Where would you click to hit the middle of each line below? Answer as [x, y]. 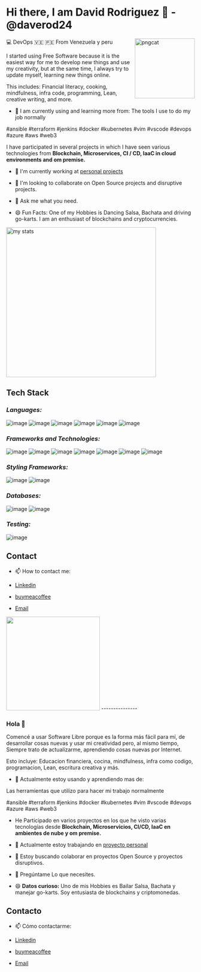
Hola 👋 [16, 724]
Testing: [19, 524]
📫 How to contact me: [42, 571]
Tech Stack [28, 393]
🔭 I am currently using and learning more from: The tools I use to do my [103, 111]
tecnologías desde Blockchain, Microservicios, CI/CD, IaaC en [93, 826]
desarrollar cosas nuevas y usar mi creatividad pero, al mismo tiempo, [93, 743]
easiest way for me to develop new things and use [68, 62]
